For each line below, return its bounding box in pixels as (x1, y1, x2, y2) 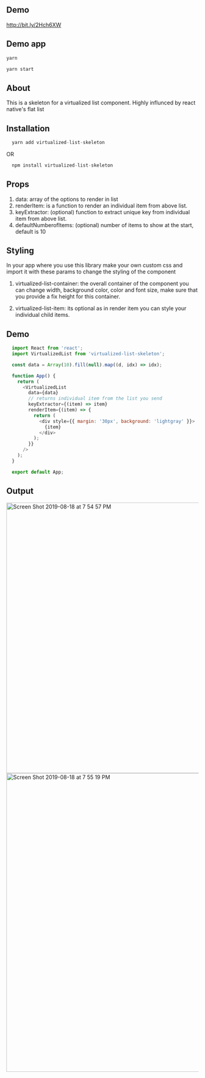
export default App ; (12, 469, 64, 475)
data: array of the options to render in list (15, 195, 118, 203)
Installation (6, 123, 50, 134)
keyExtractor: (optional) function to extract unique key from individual (15, 208, 190, 215)
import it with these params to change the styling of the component (6, 268, 176, 275)
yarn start (6, 66, 34, 72)
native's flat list (6, 106, 45, 113)
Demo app (6, 39, 46, 49)
